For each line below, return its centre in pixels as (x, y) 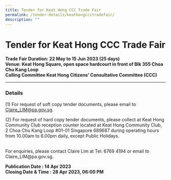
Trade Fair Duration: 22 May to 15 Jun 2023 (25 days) (63, 59)
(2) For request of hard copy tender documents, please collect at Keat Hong (85, 119)
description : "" (22, 19)
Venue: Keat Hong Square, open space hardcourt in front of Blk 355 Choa (84, 64)
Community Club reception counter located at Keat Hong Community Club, (84, 125)
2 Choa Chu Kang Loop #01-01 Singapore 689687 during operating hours (82, 130)
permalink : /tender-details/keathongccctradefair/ (60, 15)
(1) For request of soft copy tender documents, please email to (71, 104)
